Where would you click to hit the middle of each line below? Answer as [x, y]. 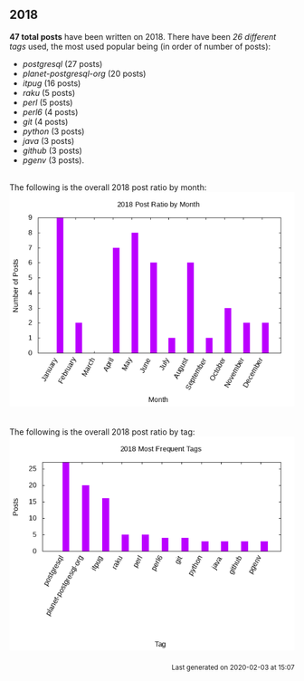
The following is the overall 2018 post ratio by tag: [102, 432]
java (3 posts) [48, 140]
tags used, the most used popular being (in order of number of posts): [140, 46]
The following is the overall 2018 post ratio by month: [108, 187]
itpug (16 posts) [52, 83]
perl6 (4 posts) [50, 111]
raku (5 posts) [49, 92]
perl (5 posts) [47, 102]
